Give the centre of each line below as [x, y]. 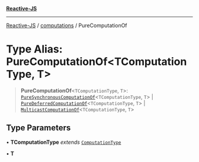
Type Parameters [38, 128]
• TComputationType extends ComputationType [64, 142]
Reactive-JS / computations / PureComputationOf [67, 25]
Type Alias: [35, 49]
